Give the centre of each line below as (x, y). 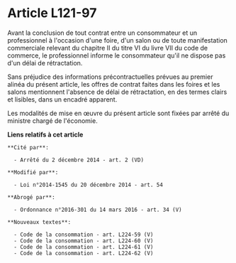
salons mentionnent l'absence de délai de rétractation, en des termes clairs (117, 92)
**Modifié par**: (33, 172)
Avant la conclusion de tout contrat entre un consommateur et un (102, 33)
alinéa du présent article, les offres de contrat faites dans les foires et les (114, 84)
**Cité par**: (28, 147)
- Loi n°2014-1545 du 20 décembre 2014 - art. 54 (88, 185)
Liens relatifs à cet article (45, 134)
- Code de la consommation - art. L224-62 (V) (84, 253)
